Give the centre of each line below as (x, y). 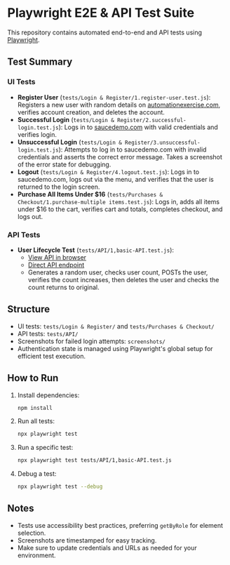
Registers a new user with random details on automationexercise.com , (119, 105)
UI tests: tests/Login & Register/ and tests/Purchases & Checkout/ (116, 326)
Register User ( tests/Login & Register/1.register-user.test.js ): (114, 97)
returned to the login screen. (59, 187)
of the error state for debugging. (64, 164)
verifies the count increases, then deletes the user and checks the (123, 279)
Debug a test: (37, 474)
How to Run (33, 378)
